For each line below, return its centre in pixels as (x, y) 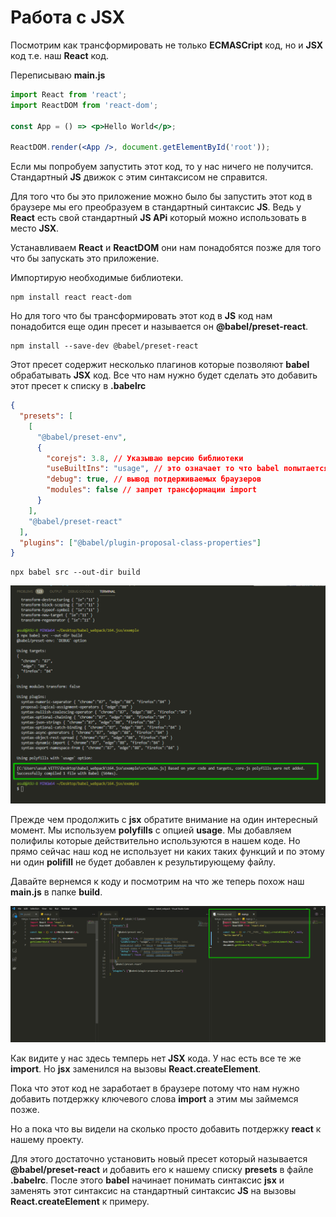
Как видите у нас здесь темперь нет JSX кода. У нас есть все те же (156, 1058)
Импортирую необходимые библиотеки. (97, 278)
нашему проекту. (47, 1139)
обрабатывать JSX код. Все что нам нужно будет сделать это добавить (164, 375)
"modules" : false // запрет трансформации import (151, 490)
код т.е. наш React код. (59, 55)
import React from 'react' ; (69, 94)
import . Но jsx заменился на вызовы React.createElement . (136, 1068)
